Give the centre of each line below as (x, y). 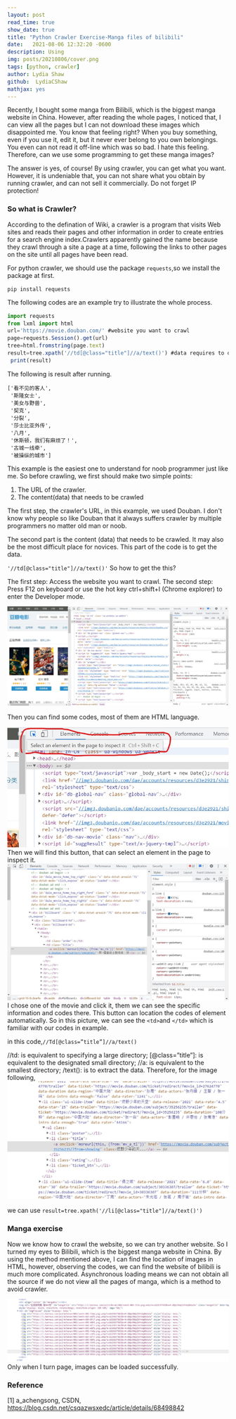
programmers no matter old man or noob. (67, 526)
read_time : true (31, 22)
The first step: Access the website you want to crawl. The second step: (110, 581)
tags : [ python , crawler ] (44, 67)
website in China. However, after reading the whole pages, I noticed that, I (114, 117)
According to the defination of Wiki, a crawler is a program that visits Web (114, 224)
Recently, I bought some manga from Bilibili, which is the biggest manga (111, 110)
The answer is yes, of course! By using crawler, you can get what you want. (117, 168)
